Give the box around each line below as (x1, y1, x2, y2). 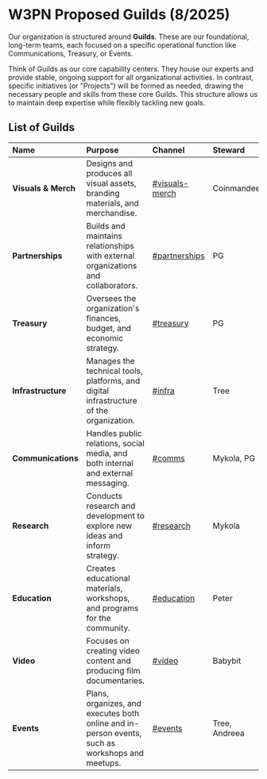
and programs (86, 602, 139, 613)
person (86, 727, 113, 739)
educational (86, 573, 130, 584)
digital (86, 385, 110, 396)
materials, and (86, 197, 139, 208)
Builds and (86, 220, 126, 231)
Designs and (86, 157, 133, 168)
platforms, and (86, 375, 141, 386)
